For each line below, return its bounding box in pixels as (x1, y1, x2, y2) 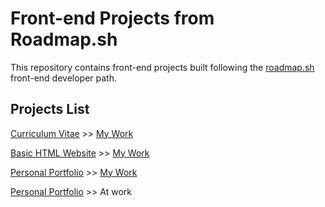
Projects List (10, 101, 90, 118)
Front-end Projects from (10, 7, 215, 30)
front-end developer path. (10, 72, 117, 84)
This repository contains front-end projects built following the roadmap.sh (10, 61, 315, 73)
